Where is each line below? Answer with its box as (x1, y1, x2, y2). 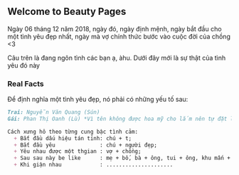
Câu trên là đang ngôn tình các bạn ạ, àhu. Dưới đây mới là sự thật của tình (7, 53, 226, 62)
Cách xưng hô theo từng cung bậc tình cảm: (7, 128, 139, 135)
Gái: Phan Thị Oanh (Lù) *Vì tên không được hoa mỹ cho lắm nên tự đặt (7, 115, 228, 122)
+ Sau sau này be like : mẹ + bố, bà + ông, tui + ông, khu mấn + (14, 154, 231, 162)
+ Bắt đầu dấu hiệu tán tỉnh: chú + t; (14, 134, 132, 142)
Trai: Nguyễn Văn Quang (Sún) (7, 109, 100, 116)
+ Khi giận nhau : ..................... (14, 161, 174, 169)
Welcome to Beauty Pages (7, 6, 127, 18)
